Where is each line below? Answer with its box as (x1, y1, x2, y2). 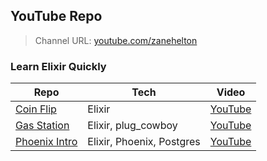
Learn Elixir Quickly (10, 59, 107, 73)
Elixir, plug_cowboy (87, 119, 178, 133)
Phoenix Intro (15, 135, 78, 149)
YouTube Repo (10, 8, 103, 25)
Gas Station (15, 119, 70, 133)
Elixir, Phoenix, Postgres (87, 135, 201, 149)
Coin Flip (15, 102, 57, 116)
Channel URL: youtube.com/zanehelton (34, 34, 198, 46)
